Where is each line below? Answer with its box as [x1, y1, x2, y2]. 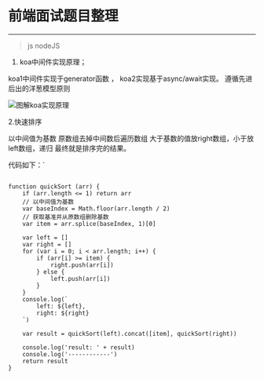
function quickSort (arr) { [8, 182, 101, 191]
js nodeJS [27, 41, 60, 50]
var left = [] [22, 233, 68, 242]
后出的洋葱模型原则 [8, 83, 71, 93]
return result [22, 357, 68, 365]
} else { [36, 268, 65, 275]
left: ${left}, [36, 302, 86, 310]
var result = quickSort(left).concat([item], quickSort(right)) [22, 330, 237, 337]
